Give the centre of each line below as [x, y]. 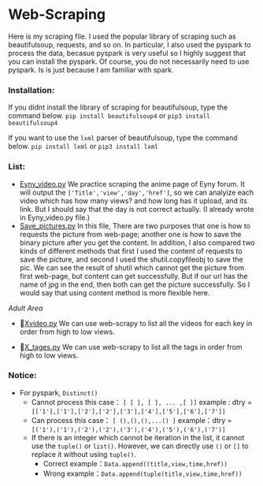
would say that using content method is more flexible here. [115, 292]
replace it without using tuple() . [83, 454]
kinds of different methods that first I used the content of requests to [131, 250]
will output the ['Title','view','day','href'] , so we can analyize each [137, 192]
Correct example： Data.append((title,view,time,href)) [135, 463]
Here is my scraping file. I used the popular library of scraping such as [122, 36]
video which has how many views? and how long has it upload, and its [133, 200]
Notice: [22, 376]
